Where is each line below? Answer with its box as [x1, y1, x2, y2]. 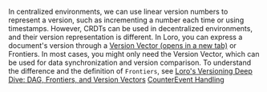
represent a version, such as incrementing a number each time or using [8, 15, 245, 25]
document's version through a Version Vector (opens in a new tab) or [8, 41, 237, 50]
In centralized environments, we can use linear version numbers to [8, 7, 229, 16]
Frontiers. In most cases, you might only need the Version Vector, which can [8, 50, 260, 58]
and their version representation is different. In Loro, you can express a [8, 32, 243, 42]
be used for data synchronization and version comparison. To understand [8, 58, 252, 67]
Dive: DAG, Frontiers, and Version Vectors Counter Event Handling [8, 75, 225, 84]
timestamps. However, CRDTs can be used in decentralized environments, [8, 24, 253, 33]
